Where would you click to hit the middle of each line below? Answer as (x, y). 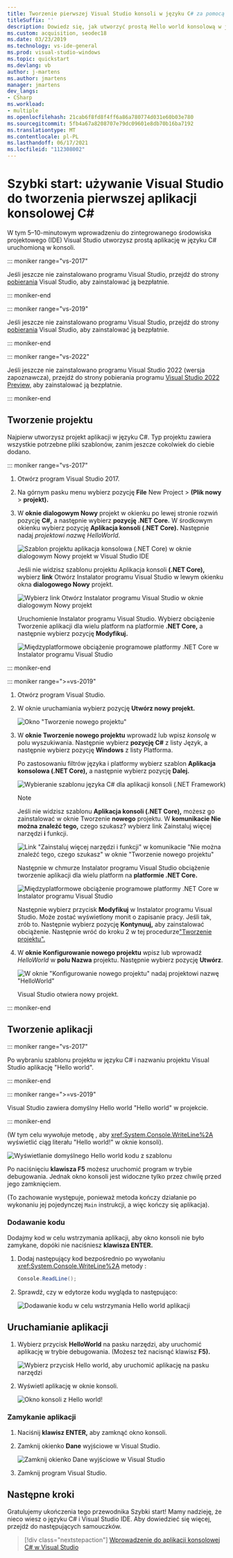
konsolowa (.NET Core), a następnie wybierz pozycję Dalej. (103, 771)
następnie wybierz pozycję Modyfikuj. (72, 633)
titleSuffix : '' (31, 20)
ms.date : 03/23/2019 (37, 40)
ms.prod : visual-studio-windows (54, 53)
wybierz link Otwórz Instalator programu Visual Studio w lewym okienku (120, 577)
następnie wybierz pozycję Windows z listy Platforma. (95, 750)
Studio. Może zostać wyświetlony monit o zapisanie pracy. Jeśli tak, (114, 917)
